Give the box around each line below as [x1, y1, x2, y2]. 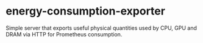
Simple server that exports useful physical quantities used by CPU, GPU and [5, 24, 198, 31]
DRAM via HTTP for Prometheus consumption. [5, 30, 123, 38]
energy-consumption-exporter [5, 4, 166, 18]
